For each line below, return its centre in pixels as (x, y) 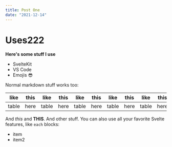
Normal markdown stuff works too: (42, 85)
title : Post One (23, 10)
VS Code (22, 70)
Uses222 (25, 40)
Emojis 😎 (23, 75)
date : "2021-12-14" (26, 15)
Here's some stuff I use (30, 54)
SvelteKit (22, 64)
